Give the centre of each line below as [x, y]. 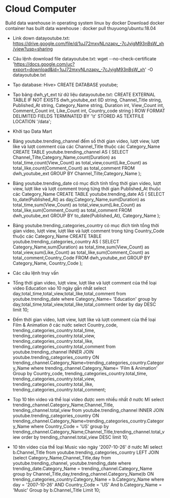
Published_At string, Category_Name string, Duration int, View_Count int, [88, 105]
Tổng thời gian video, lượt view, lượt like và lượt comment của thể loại [84, 282]
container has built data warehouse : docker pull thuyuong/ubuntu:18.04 [81, 28]
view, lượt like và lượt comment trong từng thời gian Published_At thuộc [87, 189]
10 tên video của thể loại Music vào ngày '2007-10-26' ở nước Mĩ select [88, 447]
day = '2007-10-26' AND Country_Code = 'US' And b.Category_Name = [87, 484]
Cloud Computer [41, 9]
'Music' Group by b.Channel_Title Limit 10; [56, 490]
